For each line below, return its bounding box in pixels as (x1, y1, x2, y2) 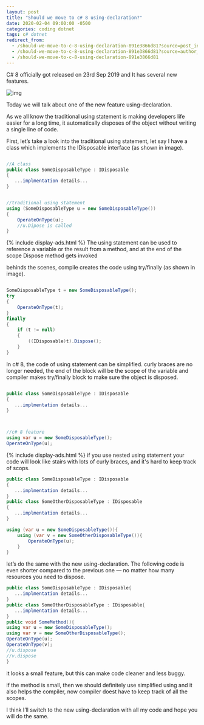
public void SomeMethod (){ (6, 619, 75, 625)
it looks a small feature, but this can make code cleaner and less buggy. (6, 670, 186, 677)
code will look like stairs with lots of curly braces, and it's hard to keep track (6, 457, 196, 465)
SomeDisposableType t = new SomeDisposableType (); (6, 287, 137, 294)
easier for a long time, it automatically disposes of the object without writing (6, 119, 196, 127)
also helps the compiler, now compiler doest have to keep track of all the (6, 688, 188, 695)
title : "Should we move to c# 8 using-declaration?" (6, 15, 143, 21)
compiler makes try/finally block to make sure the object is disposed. (6, 373, 178, 381)
